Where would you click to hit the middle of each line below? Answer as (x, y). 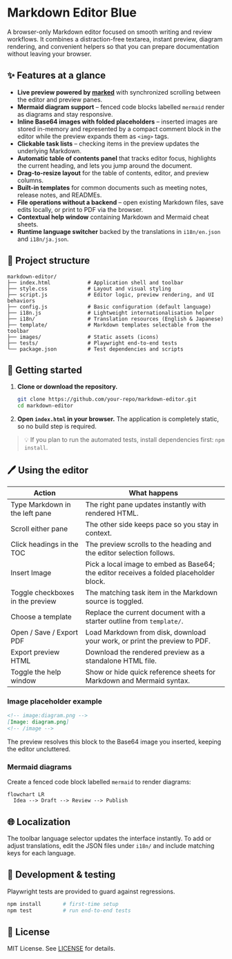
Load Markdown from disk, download (146, 632)
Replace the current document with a (145, 612)
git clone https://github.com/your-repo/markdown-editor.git (107, 399)
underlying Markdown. (49, 151)
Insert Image (31, 572)
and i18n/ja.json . (43, 239)
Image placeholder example (55, 701)
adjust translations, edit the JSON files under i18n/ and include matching (111, 845)
